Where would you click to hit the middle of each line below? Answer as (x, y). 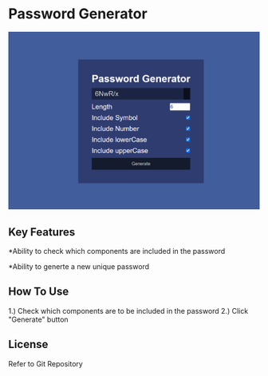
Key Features (42, 232)
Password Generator (78, 14)
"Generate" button (39, 319)
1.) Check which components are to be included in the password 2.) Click (128, 311)
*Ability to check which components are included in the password (117, 251)
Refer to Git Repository (46, 363)
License (28, 344)
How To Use (39, 292)
